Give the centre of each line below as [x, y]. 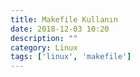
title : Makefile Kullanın [64, 19]
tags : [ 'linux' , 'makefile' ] [71, 57]
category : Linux [44, 47]
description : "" [44, 38]
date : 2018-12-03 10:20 [60, 29]
